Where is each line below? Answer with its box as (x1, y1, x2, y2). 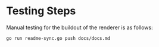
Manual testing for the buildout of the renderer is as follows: (6, 24, 153, 31)
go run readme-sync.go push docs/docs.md (6, 35, 111, 41)
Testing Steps (6, 4, 76, 18)
